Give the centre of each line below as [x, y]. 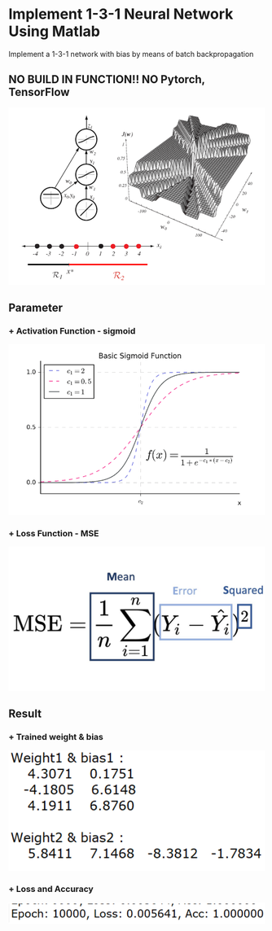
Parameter [36, 307]
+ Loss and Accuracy [51, 889]
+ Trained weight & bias [56, 737]
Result [25, 714]
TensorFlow [39, 92]
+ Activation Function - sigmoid [72, 330]
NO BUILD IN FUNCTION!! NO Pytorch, [107, 79]
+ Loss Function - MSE [54, 533]
